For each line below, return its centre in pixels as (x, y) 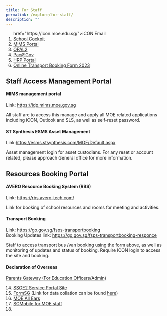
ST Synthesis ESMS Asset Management (48, 131)
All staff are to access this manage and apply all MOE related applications (81, 115)
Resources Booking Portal (47, 174)
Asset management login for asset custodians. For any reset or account (79, 152)
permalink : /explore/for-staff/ (39, 15)
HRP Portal (24, 60)
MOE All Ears (26, 298)
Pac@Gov (23, 55)
